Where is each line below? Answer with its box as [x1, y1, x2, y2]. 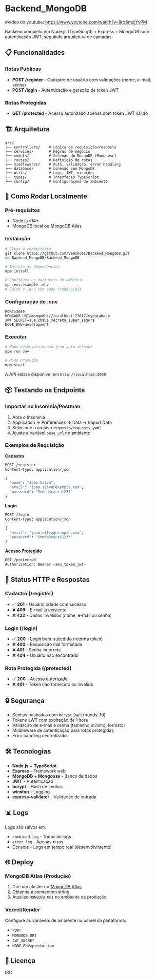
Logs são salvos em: [5, 824, 46, 830]
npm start [5, 362, 25, 367]
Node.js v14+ [12, 218, 39, 224]
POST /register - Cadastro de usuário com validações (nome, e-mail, [12, 77, 151, 83]
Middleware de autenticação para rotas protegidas [12, 728, 114, 733]
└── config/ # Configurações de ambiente [5, 179, 108, 184]
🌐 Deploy [5, 858, 34, 867]
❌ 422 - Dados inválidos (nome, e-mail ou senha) [12, 612, 112, 618]
